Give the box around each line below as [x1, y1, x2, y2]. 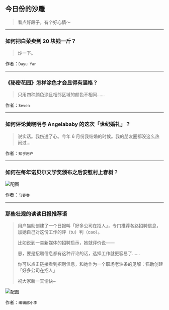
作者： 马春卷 [5, 192, 30, 198]
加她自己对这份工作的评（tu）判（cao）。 [17, 229, 103, 235]
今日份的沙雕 [5, 5, 45, 14]
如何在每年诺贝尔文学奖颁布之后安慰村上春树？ [5, 169, 119, 176]
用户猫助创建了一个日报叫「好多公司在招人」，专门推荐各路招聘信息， [17, 223, 161, 229]
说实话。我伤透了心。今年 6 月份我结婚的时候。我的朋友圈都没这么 [17, 133, 155, 139]
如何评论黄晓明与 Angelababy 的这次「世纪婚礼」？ [5, 121, 131, 128]
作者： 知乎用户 [5, 150, 34, 156]
